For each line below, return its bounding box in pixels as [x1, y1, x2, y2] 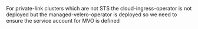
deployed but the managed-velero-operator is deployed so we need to [6, 11, 177, 18]
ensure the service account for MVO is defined [6, 17, 120, 24]
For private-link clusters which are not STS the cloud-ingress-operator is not [6, 5, 192, 12]
